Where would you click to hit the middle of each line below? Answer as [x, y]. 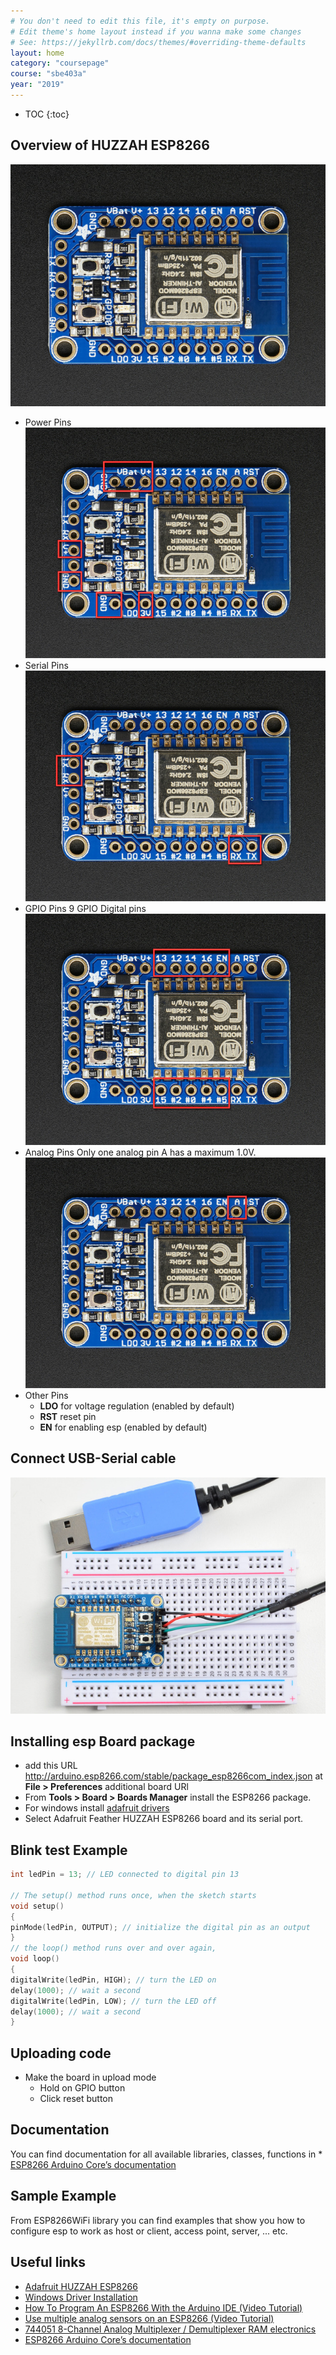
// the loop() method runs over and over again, [113, 1948]
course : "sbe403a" [48, 74]
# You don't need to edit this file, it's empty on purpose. [140, 21]
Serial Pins [46, 666]
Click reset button [76, 2099]
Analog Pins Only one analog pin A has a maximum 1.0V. [140, 1152]
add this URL [51, 1766]
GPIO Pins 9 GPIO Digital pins [85, 909]
